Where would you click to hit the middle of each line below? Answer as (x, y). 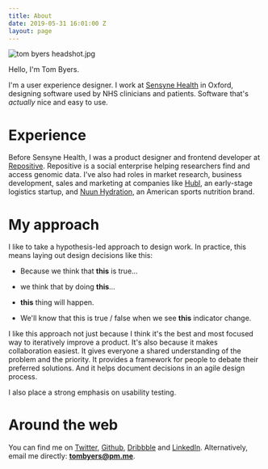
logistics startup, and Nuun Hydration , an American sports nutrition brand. (132, 192)
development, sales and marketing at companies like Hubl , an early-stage (130, 184)
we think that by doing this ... (67, 287)
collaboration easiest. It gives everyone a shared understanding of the (125, 351)
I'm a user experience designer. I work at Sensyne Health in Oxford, (121, 85)
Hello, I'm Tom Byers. (44, 70)
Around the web (63, 425)
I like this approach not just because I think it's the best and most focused (131, 334)
